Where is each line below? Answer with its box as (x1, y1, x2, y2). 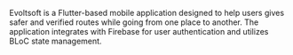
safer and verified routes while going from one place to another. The (9, 17, 259, 27)
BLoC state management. (9, 35, 102, 46)
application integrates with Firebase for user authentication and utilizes (9, 27, 269, 36)
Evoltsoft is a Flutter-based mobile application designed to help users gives (9, 8, 285, 18)
